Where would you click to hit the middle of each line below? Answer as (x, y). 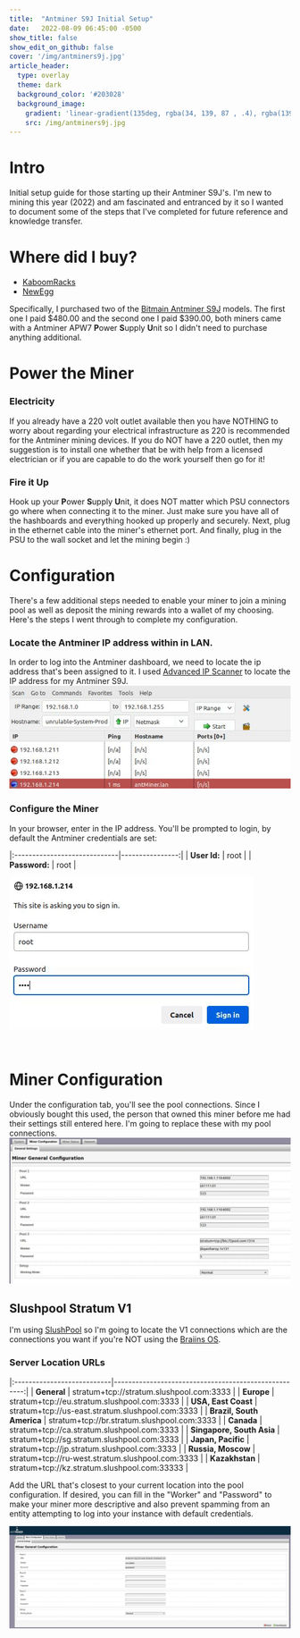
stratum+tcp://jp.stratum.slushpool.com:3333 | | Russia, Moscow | (133, 1448)
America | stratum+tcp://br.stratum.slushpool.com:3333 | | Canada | (136, 1420)
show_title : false (43, 38)
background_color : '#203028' (71, 94)
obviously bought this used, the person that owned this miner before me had (150, 1114)
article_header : (39, 66)
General (50, 1391)
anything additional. (46, 338)
